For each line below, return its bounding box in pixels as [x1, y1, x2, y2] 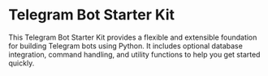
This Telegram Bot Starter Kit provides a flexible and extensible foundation [8, 32, 257, 42]
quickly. [8, 58, 35, 68]
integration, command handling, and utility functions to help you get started [8, 49, 261, 59]
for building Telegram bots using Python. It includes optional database [8, 40, 244, 50]
